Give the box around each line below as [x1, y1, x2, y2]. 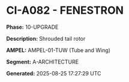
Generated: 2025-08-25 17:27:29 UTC [6, 69, 101, 77]
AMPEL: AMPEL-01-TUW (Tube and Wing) [6, 46, 111, 54]
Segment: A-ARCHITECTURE [6, 58, 79, 65]
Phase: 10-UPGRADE [6, 23, 59, 31]
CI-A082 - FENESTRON [6, 4, 124, 17]
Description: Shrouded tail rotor [6, 35, 86, 42]
